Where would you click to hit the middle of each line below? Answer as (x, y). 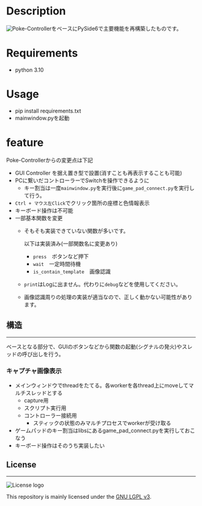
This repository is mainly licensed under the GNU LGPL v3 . (79, 496)
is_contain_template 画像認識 (72, 271)
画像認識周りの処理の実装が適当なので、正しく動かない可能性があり (108, 297)
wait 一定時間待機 (57, 264)
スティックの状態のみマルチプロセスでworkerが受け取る (102, 423)
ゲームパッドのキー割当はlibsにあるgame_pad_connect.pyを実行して (100, 430)
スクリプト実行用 (45, 408)
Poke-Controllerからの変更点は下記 (50, 160)
